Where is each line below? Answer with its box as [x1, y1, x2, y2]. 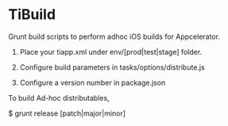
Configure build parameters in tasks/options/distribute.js [19, 62, 205, 72]
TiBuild [8, 6, 56, 24]
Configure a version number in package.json [19, 78, 166, 87]
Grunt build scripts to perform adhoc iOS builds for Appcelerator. [8, 32, 221, 41]
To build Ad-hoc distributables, [8, 93, 110, 102]
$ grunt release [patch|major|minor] [8, 109, 126, 118]
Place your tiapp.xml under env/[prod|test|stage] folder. [19, 47, 203, 56]
